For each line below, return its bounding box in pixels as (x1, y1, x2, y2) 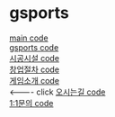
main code (9, 32, 49, 43)
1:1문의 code (9, 97, 54, 108)
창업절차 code (9, 64, 60, 75)
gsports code (9, 41, 59, 52)
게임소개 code (9, 75, 60, 85)
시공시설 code (9, 52, 60, 63)
